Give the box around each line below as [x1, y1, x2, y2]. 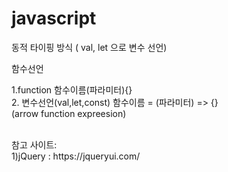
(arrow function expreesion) [11, 107, 127, 119]
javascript [11, 7, 97, 30]
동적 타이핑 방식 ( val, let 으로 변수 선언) [11, 41, 168, 53]
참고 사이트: [11, 138, 58, 151]
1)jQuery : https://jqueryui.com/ [11, 150, 141, 162]
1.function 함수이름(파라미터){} [11, 83, 133, 96]
